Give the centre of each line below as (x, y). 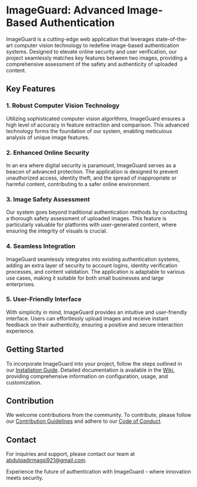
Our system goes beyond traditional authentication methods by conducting (97, 212)
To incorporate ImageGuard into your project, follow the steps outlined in (94, 363)
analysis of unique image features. (48, 137)
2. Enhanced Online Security (48, 153)
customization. (24, 382)
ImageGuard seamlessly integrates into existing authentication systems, (93, 259)
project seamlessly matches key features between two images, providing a (97, 58)
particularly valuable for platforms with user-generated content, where (91, 225)
